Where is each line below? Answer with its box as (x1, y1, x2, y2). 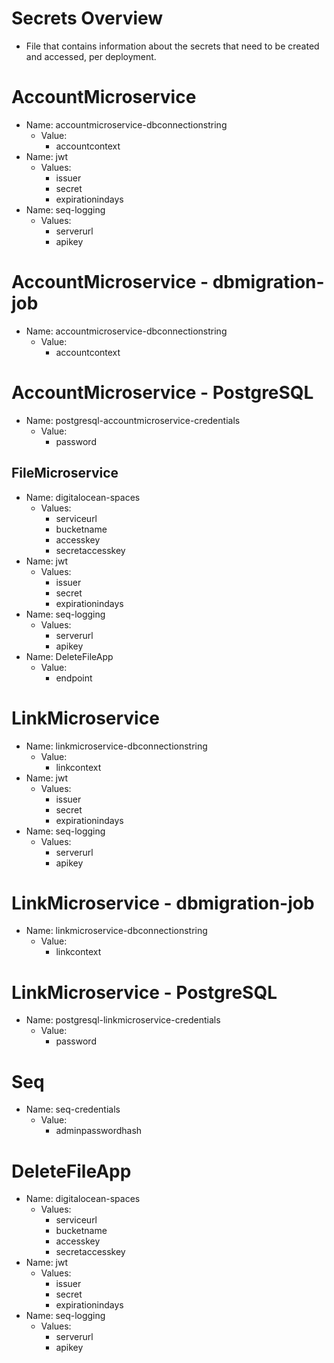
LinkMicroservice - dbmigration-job (11, 892, 315, 914)
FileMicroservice (11, 465, 119, 482)
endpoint (55, 672, 93, 684)
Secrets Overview (11, 7, 164, 30)
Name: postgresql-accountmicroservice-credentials (25, 414, 241, 426)
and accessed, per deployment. (25, 50, 157, 62)
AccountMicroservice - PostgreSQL (11, 382, 314, 404)
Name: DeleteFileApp (25, 650, 114, 662)
